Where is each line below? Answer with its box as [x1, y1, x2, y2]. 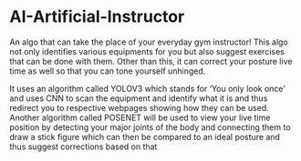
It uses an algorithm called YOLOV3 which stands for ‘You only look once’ [9, 83, 285, 94]
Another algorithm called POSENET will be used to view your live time [9, 112, 271, 123]
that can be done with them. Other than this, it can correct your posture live [9, 55, 293, 66]
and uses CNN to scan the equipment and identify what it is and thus [9, 93, 268, 104]
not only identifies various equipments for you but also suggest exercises [9, 45, 285, 56]
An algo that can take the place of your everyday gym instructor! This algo [9, 36, 289, 47]
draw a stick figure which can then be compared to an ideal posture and [9, 131, 281, 142]
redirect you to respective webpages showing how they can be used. [9, 102, 269, 113]
